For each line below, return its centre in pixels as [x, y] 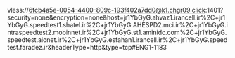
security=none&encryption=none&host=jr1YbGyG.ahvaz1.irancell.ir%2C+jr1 [116, 17]
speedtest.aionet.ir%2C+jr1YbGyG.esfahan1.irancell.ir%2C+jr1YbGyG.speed [118, 40]
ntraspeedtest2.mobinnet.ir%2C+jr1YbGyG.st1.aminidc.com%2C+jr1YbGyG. [117, 32]
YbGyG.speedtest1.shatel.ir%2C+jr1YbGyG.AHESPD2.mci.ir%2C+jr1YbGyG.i [118, 25]
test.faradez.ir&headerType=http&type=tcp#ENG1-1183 [87, 47]
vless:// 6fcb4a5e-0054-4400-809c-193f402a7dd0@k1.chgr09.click [107, 10]
